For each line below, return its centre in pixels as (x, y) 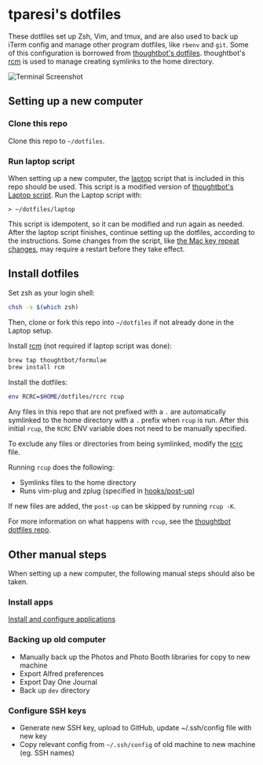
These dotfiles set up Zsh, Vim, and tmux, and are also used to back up (123, 36)
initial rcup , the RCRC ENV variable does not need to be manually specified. (128, 428)
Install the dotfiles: (38, 382)
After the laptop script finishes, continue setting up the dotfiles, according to (131, 232)
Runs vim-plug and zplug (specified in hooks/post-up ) (107, 491)
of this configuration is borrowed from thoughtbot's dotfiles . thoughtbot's (127, 53)
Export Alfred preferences (62, 673)
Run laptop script (42, 161)
